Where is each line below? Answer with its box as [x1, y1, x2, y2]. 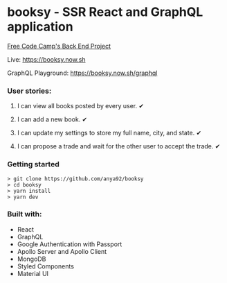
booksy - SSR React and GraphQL [7, 4, 203, 20]
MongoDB [17, 255, 46, 263]
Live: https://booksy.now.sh [7, 55, 86, 63]
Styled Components [17, 261, 75, 271]
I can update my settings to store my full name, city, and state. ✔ [17, 129, 202, 137]
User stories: [7, 86, 52, 96]
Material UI [17, 269, 49, 277]
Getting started [7, 160, 60, 169]
